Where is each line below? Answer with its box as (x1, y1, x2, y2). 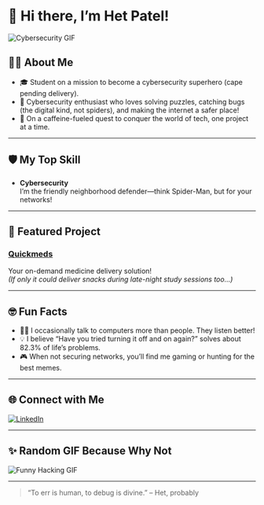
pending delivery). (19, 88, 79, 98)
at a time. (19, 122, 50, 131)
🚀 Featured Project (8, 224, 101, 238)
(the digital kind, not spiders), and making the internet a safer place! (19, 105, 240, 115)
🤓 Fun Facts (8, 304, 68, 318)
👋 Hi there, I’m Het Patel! (8, 7, 170, 25)
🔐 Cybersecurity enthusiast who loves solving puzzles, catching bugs (19, 97, 245, 106)
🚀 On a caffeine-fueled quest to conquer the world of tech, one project (19, 113, 249, 123)
